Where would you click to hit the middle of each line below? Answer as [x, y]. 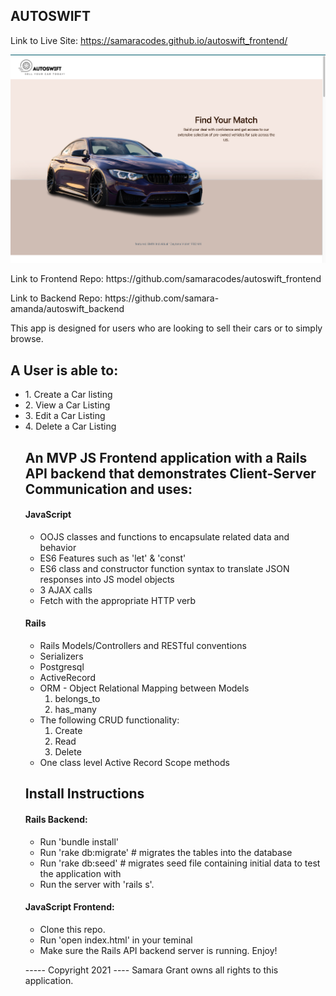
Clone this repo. [72, 929]
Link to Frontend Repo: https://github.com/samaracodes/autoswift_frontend [166, 279]
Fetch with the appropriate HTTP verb [118, 600]
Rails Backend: [56, 819]
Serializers [61, 656]
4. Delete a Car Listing [70, 426]
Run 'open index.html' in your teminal [116, 940]
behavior [58, 547]
